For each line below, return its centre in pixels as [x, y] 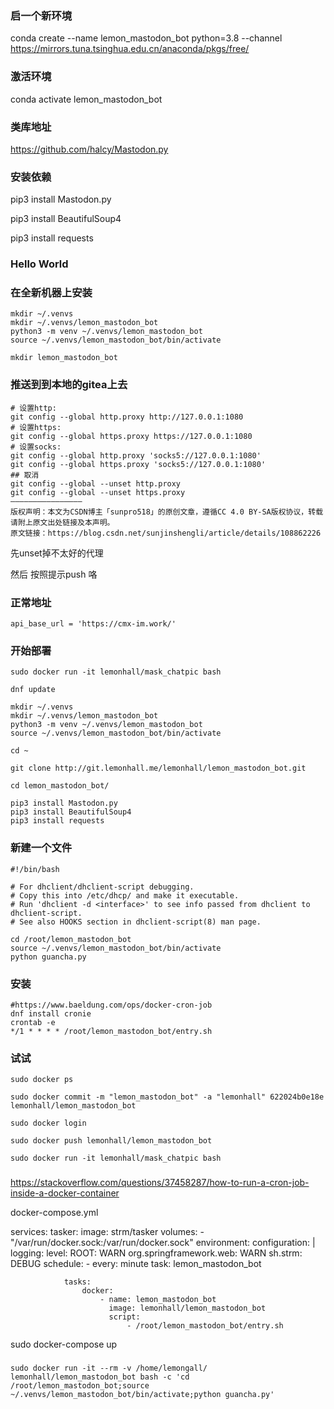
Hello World [39, 264]
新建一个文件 [41, 848]
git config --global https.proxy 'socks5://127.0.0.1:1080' [138, 464]
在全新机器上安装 [51, 293]
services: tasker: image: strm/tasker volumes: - [107, 1232]
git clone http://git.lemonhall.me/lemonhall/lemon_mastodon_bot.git [158, 768]
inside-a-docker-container [65, 1193]
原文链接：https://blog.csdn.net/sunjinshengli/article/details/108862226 [166, 533]
